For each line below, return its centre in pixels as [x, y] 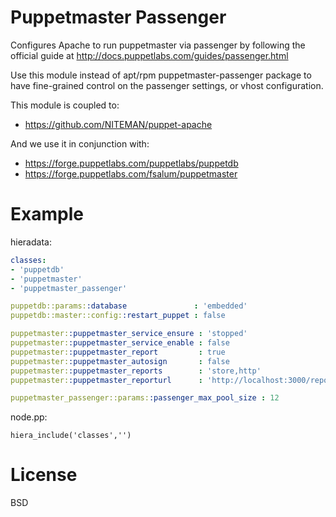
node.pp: [29, 417]
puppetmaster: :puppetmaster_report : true [118, 352]
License [44, 475]
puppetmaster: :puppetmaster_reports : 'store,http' [136, 371]
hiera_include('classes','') [71, 436]
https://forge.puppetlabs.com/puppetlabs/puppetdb [131, 163]
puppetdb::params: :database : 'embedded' [129, 306]
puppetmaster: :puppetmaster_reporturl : [106, 380]
